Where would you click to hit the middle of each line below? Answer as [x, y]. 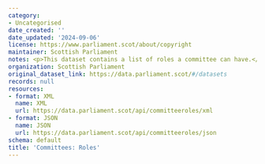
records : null [32, 81]
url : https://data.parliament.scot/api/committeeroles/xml [114, 111]
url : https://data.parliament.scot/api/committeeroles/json [116, 132]
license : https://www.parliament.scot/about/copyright [100, 45]
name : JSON [33, 125]
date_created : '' [37, 30]
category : [24, 15]
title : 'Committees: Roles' [54, 147]
